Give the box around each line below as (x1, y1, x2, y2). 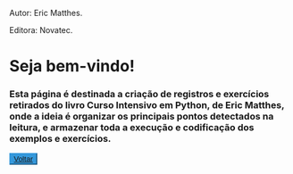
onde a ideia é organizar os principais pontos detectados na (9, 111, 274, 123)
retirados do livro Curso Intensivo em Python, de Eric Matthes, (9, 99, 285, 112)
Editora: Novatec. (9, 25, 73, 35)
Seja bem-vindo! (9, 56, 136, 77)
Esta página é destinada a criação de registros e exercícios (9, 88, 270, 101)
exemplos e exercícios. (9, 133, 112, 145)
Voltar (13, 154, 34, 164)
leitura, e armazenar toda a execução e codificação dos (9, 121, 255, 134)
